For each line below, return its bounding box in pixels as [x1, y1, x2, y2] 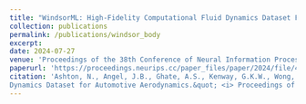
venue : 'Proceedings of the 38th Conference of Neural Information [9, 55, 271, 64]
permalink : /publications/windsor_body [9, 30, 161, 39]
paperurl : [9, 64, 47, 73]
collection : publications [9, 22, 107, 31]
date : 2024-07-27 [9, 47, 76, 56]
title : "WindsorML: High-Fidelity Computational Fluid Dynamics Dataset [9, 13, 291, 23]
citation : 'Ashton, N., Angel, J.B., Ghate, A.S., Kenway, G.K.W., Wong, [9, 72, 296, 81]
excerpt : [9, 38, 43, 48]
